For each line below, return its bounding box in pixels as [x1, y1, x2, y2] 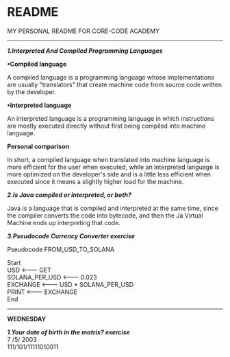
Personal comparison [7, 142, 70, 150]
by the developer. [7, 87, 57, 96]
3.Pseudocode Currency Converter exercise [7, 231, 136, 240]
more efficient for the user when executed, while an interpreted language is [7, 163, 220, 171]
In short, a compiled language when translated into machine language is [7, 155, 210, 163]
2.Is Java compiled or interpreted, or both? [7, 190, 132, 199]
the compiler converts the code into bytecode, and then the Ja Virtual [7, 211, 203, 220]
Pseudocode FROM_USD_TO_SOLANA [7, 245, 115, 253]
